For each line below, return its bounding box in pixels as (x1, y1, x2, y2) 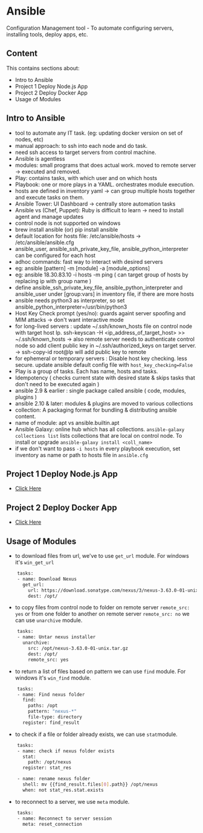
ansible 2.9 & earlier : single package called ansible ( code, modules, (14, 387, 186, 394)
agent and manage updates (14, 213, 84, 220)
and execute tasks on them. (14, 193, 85, 201)
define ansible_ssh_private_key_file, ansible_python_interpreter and (14, 284, 183, 291)
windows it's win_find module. (14, 674, 92, 681)
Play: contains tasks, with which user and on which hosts (14, 174, 158, 181)
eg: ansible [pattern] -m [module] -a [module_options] (14, 264, 150, 272)
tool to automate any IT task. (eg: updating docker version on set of (14, 129, 183, 136)
